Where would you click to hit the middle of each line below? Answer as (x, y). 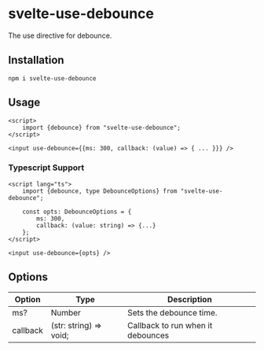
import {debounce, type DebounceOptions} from (100, 191)
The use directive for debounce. (60, 35)
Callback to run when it (170, 325)
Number (66, 312)
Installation (36, 60)
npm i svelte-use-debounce (52, 78)
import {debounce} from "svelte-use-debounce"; (101, 127)
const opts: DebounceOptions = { (77, 212)
